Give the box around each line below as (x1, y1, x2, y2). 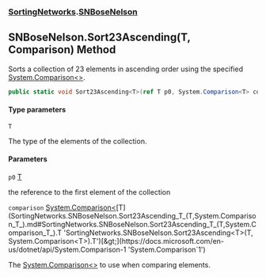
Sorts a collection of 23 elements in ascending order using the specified (8, 64, 244, 74)
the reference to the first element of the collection (8, 188, 171, 197)
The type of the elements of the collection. (8, 136, 147, 146)
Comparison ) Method (8, 43, 116, 57)
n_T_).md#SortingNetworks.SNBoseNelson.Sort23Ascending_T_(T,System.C (8, 220, 257, 230)
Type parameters (8, 105, 66, 115)
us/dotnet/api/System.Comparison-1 (8, 245, 127, 255)
